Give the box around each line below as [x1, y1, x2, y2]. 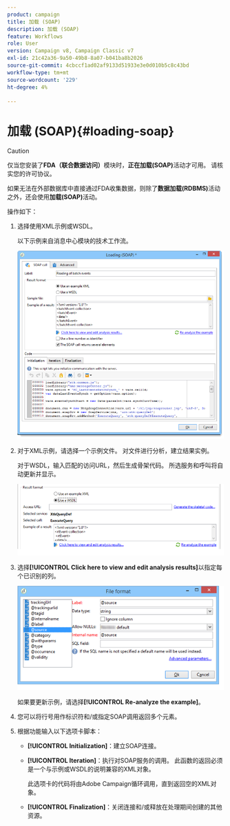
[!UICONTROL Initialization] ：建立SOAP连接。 [27, 741, 160, 750]
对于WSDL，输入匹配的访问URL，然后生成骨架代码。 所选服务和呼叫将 [17, 461, 218, 469]
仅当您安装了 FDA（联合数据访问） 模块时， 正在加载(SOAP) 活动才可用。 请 [7, 161, 218, 169]
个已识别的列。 [17, 571, 60, 580]
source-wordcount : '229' [7, 76, 79, 83]
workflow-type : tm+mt [7, 69, 70, 76]
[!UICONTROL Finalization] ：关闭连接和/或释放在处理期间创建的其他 [27, 803, 222, 811]
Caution [7, 147, 30, 155]
